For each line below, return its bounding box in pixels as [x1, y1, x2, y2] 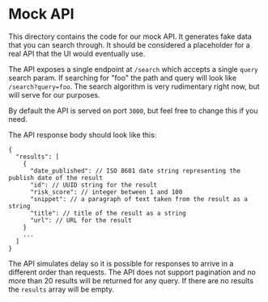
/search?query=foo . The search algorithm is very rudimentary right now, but [8, 82, 261, 91]
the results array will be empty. [8, 284, 115, 294]
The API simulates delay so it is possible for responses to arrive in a [8, 258, 234, 268]
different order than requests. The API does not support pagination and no [8, 267, 257, 277]
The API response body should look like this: [8, 130, 157, 140]
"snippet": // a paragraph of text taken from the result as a [29, 195, 249, 203]
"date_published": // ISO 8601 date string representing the [29, 166, 241, 174]
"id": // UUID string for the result [29, 181, 158, 189]
